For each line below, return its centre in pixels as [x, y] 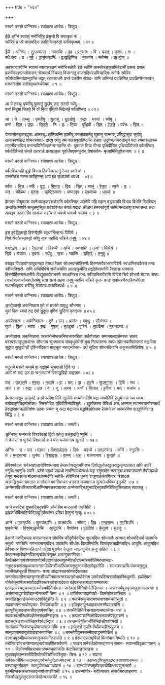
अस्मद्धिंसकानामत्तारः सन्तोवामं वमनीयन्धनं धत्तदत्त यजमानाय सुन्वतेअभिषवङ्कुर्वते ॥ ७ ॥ [72, 482]
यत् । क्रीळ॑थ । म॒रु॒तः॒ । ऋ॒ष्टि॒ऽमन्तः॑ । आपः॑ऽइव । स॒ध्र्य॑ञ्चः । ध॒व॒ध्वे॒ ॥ [60, 192]
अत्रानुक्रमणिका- [70, 554]
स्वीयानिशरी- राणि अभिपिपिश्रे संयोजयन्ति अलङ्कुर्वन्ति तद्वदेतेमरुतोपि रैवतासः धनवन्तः [69, 269]
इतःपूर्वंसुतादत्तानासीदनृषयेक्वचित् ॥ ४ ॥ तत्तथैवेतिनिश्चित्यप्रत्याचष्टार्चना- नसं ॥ [66, 610]
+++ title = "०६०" [22, 7]
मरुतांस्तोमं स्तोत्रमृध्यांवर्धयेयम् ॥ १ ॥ [33, 84]
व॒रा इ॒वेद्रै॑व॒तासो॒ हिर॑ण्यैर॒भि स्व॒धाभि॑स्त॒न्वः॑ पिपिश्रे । [41, 232]
